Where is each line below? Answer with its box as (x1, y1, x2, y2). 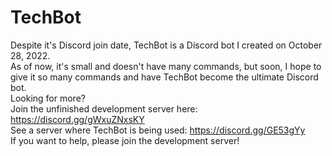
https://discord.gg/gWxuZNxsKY (10, 113, 145, 125)
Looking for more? (10, 92, 86, 104)
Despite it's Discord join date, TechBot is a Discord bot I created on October (10, 39, 323, 51)
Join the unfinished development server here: (10, 102, 198, 115)
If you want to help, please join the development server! (10, 134, 240, 146)
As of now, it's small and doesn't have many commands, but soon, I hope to (10, 60, 322, 72)
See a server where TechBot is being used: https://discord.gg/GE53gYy (10, 124, 306, 136)
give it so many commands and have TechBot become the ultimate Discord (10, 71, 319, 83)
